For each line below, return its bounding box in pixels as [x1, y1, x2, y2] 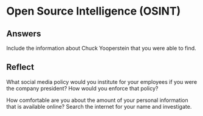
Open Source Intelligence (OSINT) [6, 4, 181, 18]
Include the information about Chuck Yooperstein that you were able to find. [6, 44, 196, 52]
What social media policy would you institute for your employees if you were [6, 78, 198, 86]
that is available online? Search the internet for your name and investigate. [6, 103, 192, 110]
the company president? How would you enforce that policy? [6, 84, 159, 92]
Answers [6, 29, 41, 39]
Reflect [6, 62, 35, 72]
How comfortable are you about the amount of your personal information [6, 96, 188, 104]
